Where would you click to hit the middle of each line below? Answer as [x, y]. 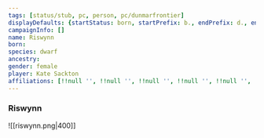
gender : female [33, 67]
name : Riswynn [31, 37]
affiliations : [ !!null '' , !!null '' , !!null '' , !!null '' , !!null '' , [130, 81]
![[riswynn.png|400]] [42, 125]
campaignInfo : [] [37, 30]
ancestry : [24, 60]
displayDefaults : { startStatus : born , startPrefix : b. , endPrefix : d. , [128, 23]
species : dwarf [33, 52]
